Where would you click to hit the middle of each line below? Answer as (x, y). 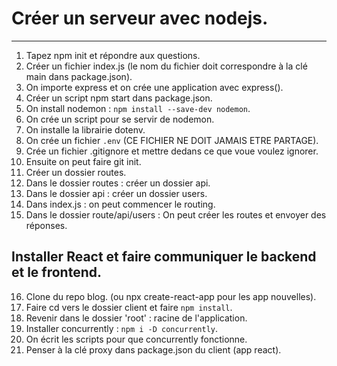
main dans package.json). (79, 76)
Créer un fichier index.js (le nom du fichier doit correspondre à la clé (166, 66)
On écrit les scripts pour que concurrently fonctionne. (136, 339)
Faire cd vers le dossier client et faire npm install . (129, 307)
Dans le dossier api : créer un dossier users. (116, 193)
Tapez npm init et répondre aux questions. (113, 55)
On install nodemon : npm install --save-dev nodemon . (138, 108)
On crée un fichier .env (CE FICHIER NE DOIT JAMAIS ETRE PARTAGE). (172, 140)
